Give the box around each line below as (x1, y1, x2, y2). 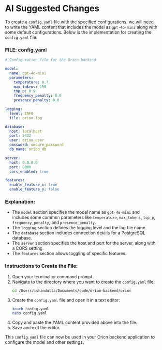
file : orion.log (9, 115, 42, 120)
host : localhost (9, 129, 42, 134)
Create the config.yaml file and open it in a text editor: (12, 297, 120, 303)
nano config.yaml (12, 311, 47, 316)
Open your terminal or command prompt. (12, 273, 94, 279)
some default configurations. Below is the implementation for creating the (5, 29, 152, 35)
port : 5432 (9, 133, 31, 138)
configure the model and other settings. (5, 339, 84, 345)
